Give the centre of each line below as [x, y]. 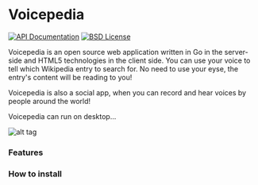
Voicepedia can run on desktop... [62, 116]
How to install [35, 174]
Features [26, 152]
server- [236, 52]
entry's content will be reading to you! [70, 77]
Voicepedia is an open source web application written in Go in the [116, 52]
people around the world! [50, 101]
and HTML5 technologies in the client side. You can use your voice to [137, 60]
